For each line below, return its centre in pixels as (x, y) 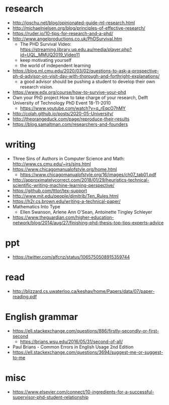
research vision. (37, 87)
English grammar (41, 317)
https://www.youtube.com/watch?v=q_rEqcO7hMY (73, 108)
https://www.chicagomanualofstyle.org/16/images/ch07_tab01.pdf (88, 175)
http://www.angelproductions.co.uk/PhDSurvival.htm (67, 39)
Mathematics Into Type (36, 206)
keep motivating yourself (46, 60)
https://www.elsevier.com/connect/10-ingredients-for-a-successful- (83, 392)
